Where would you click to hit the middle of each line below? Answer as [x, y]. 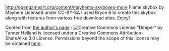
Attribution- [131, 33]
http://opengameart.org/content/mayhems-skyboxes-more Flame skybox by [85, 7]
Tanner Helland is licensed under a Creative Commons [62, 33]
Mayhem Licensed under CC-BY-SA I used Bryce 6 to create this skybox [81, 12]
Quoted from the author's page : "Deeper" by [84, 27]
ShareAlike [16, 38]
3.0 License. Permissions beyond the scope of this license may [94, 38]
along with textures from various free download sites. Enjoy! [68, 18]
